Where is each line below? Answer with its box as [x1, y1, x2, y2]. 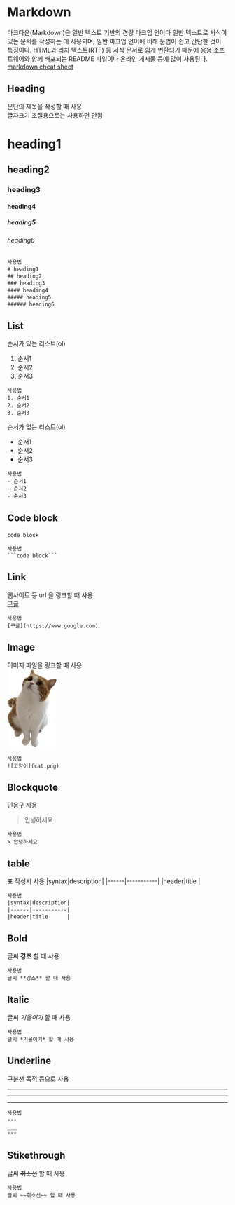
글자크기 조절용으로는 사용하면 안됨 [7, 111, 103, 119]
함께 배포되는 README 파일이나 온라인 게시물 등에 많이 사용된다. [31, 54, 208, 63]
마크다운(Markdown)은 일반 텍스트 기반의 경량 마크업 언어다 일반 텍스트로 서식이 [7, 28, 227, 36]
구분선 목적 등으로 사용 [7, 1074, 69, 1083]
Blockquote [7, 782, 58, 794]
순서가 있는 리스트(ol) [7, 339, 66, 348]
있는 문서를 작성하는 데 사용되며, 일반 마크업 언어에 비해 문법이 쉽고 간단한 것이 [7, 36, 222, 46]
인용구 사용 [7, 801, 38, 810]
